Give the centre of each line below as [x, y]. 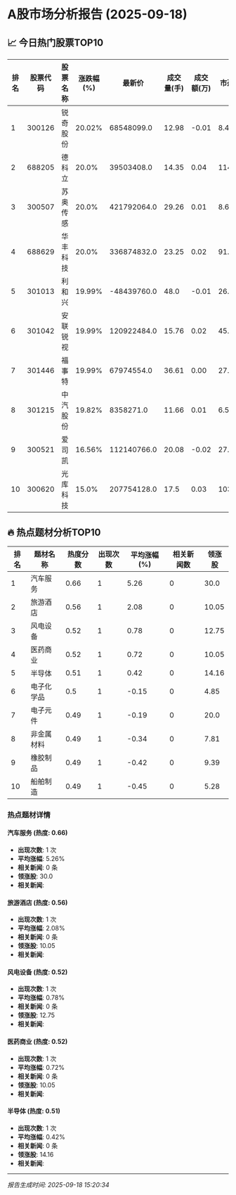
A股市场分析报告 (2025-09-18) [97, 14]
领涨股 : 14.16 [35, 1154]
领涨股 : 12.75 [36, 1015]
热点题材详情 [29, 814]
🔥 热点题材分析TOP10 [54, 533]
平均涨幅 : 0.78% [41, 998]
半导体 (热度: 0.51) [34, 1111]
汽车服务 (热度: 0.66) [38, 833]
